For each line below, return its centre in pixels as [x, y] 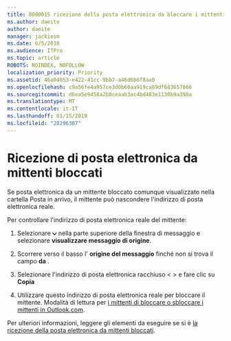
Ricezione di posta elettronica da [102, 158]
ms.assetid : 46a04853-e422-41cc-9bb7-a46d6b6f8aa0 [81, 80]
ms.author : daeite [33, 22]
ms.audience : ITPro [35, 51]
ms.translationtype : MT [41, 102]
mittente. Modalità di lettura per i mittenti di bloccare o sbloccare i [110, 302]
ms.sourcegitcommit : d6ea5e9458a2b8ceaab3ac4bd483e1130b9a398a [100, 94]
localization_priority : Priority [55, 72]
